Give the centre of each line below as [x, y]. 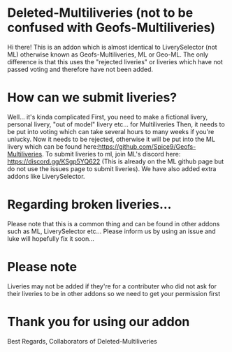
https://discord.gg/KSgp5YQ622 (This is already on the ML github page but [116, 161]
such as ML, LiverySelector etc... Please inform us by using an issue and [111, 231]
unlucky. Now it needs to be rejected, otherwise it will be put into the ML [111, 139]
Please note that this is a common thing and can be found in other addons [114, 223]
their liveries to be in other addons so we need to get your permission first [114, 293]
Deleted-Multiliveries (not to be [100, 13]
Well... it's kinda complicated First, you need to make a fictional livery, [108, 117]
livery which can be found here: [53, 146]
